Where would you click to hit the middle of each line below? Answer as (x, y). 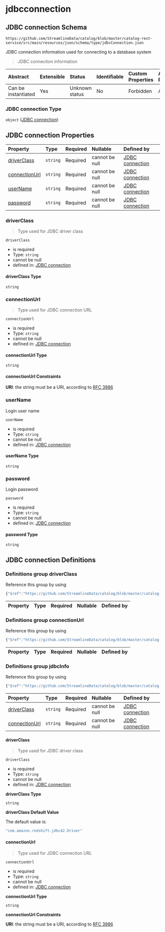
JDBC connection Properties (50, 135)
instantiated (22, 94)
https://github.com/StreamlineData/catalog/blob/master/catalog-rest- (79, 38)
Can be (16, 88)
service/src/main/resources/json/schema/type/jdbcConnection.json (75, 43)
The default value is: (26, 822)
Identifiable (110, 77)
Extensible (52, 77)
